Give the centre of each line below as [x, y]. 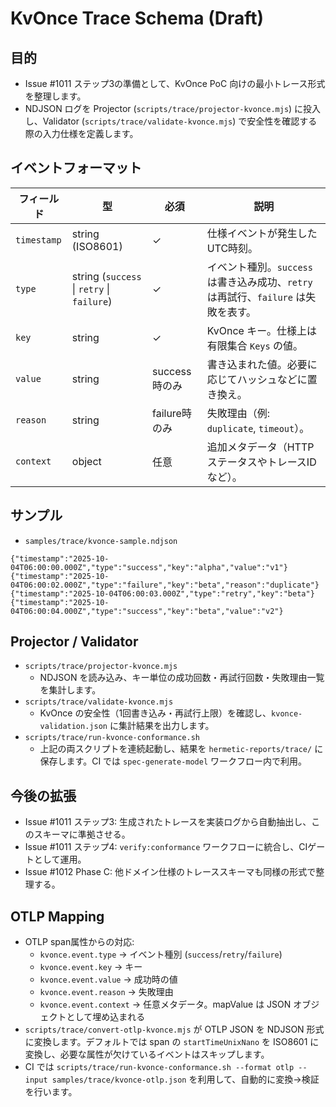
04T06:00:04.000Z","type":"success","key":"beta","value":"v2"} [147, 611]
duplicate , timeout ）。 [258, 428]
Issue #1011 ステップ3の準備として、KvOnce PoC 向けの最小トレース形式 [175, 83]
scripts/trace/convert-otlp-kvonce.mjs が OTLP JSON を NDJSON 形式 [174, 1029]
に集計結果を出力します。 [162, 726]
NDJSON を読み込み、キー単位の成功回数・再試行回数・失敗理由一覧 [182, 678]
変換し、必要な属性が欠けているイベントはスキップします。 [147, 1054]
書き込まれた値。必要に [262, 364]
